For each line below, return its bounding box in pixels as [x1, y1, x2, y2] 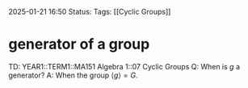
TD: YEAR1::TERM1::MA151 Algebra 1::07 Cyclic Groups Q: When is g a [8, 61, 241, 71]
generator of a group [8, 36, 150, 53]
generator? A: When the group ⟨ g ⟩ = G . [8, 70, 138, 80]
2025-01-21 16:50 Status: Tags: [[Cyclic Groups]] [8, 7, 171, 16]
